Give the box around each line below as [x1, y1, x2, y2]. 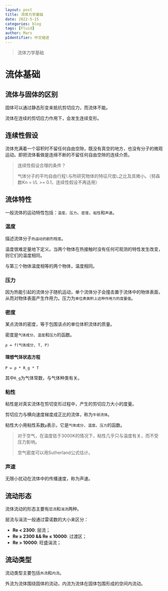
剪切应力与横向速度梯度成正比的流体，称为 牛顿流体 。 [5, 411, 112, 417]
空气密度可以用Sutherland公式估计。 [17, 449, 93, 455]
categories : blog [5, 21, 41, 26]
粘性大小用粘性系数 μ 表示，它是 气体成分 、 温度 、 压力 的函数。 [5, 422, 125, 428]
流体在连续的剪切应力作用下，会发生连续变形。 [5, 115, 101, 121]
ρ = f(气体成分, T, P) [5, 343, 49, 348]
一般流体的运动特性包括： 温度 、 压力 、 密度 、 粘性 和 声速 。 [5, 209, 117, 215]
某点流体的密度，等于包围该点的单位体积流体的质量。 [5, 321, 115, 327]
